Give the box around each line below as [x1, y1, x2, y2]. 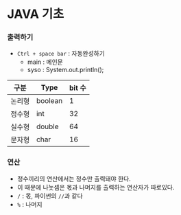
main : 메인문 [27, 58, 63, 66]
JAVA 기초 [7, 6, 64, 22]
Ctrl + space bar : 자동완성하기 [16, 49, 105, 58]
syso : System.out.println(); [27, 66, 104, 74]
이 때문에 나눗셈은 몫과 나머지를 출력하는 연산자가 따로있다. [16, 183, 175, 191]
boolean [36, 96, 63, 106]
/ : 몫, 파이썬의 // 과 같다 [16, 192, 84, 200]
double [36, 122, 60, 131]
